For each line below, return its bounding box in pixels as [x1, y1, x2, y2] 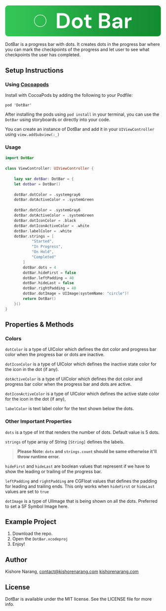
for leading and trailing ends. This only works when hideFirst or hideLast [5, 483, 155, 489]
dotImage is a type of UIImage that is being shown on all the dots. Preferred [5, 498, 158, 504]
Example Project [5, 518, 57, 526]
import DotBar [5, 156, 35, 161]
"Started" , [31, 239, 54, 244]
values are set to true [5, 489, 49, 494]
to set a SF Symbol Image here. [5, 503, 69, 509]
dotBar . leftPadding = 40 [23, 275, 74, 281]
